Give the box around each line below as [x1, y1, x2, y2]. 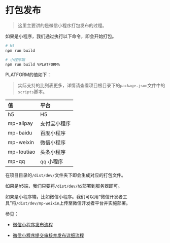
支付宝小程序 [40, 120, 71, 127]
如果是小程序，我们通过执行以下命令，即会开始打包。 [5, 33, 117, 39]
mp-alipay [8, 120, 33, 127]
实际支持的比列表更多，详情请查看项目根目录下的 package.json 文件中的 [17, 82, 165, 89]
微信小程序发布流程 [12, 222, 53, 228]
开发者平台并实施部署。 [81, 200, 131, 206]
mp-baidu [8, 129, 32, 136]
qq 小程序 [40, 158, 63, 165]
